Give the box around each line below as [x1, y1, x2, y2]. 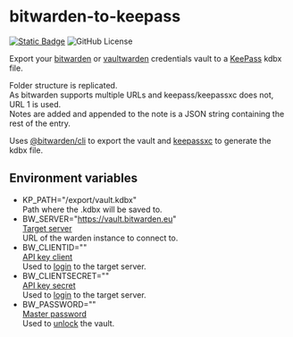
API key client [21, 251, 73, 262]
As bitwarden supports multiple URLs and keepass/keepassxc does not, [9, 89, 274, 100]
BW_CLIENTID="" [21, 241, 88, 252]
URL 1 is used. [9, 98, 62, 109]
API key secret [21, 280, 76, 291]
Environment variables [9, 171, 138, 186]
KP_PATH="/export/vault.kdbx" [21, 194, 137, 205]
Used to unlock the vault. [21, 317, 115, 328]
